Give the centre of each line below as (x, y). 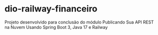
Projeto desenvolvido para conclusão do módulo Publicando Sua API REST (79, 22)
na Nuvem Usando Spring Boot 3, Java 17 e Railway (56, 27)
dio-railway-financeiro (51, 9)
